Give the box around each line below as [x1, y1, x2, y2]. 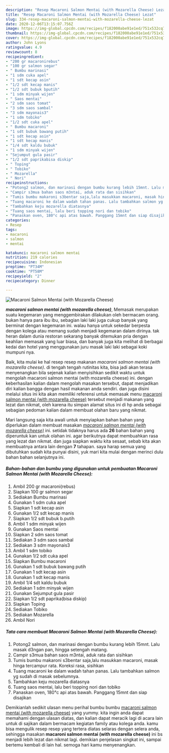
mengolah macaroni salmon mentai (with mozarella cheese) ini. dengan [6, 375, 153, 381]
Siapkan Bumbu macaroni [13, 558, 67, 564]
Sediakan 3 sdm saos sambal [13, 537, 74, 543]
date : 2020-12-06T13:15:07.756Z [6, 21, 73, 27]
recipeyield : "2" [6, 274, 42, 279]
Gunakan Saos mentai [13, 526, 59, 532]
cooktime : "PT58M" [6, 269, 44, 274]
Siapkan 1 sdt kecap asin [13, 505, 64, 511]
